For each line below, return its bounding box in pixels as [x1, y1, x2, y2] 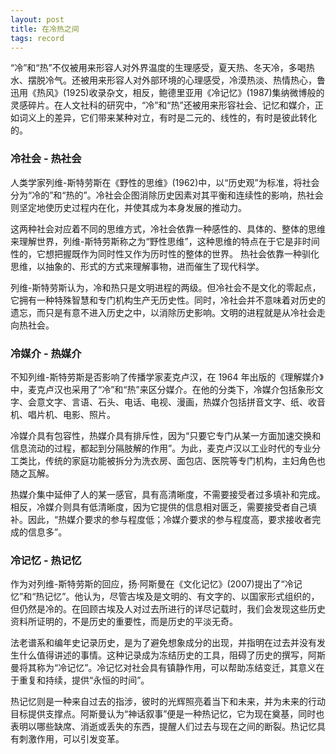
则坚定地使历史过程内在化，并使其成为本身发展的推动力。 [10, 201, 247, 213]
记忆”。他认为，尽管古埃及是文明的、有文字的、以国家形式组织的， [44, 591, 320, 603]
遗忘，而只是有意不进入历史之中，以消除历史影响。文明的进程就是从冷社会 [10, 306, 317, 318]
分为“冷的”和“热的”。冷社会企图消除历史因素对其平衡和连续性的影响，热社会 [10, 189, 324, 201]
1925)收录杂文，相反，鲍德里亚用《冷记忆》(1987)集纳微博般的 [66, 87, 325, 99]
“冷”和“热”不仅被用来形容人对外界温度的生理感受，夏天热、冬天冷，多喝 [10, 62, 307, 74]
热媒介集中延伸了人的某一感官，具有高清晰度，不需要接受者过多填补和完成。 [10, 488, 326, 500]
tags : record [10, 33, 65, 43]
